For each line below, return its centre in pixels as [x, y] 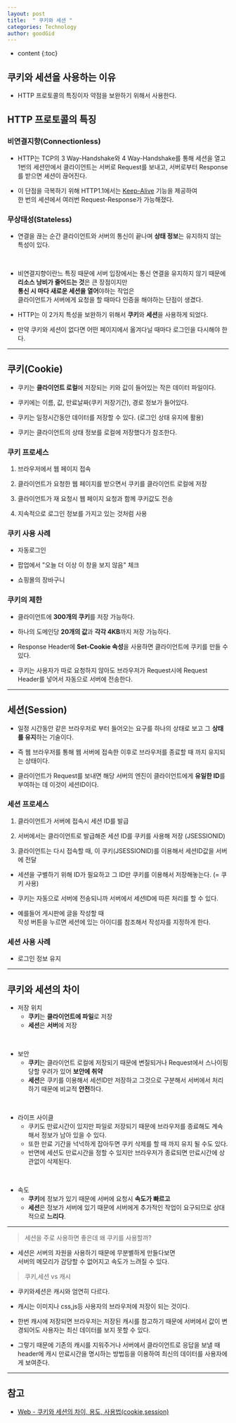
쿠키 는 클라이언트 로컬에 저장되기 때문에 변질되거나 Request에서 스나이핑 [128, 1063]
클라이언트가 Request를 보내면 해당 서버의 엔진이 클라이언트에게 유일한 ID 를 [122, 775]
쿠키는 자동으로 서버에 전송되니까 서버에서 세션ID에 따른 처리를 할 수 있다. [118, 898]
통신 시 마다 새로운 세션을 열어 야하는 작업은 [76, 291]
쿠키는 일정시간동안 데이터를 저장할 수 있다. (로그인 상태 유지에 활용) [110, 417]
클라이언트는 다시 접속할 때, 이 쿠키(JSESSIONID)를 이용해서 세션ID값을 [116, 850]
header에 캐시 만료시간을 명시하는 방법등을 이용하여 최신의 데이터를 [110, 1353]
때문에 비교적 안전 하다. [72, 1089]
